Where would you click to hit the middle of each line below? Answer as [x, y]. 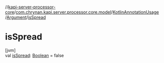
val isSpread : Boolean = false [35, 55]
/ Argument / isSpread [25, 17]
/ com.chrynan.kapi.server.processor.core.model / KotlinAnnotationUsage [86, 12]
